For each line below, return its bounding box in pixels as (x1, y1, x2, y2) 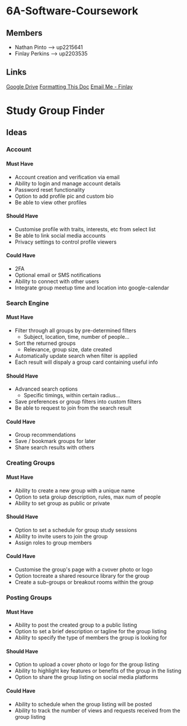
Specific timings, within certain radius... (23, 392, 121, 399)
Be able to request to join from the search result (14, 404, 132, 412)
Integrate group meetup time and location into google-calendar (14, 284, 169, 291)
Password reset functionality (14, 186, 85, 193)
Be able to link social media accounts (14, 232, 106, 239)
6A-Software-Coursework (6, 4, 138, 18)
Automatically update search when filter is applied (14, 353, 138, 360)
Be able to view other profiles (14, 198, 87, 206)
